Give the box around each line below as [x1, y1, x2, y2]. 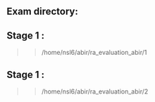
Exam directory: [6, 6, 78, 18]
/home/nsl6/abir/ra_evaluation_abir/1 [41, 49, 147, 57]
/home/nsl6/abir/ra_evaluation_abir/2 [41, 87, 149, 96]
